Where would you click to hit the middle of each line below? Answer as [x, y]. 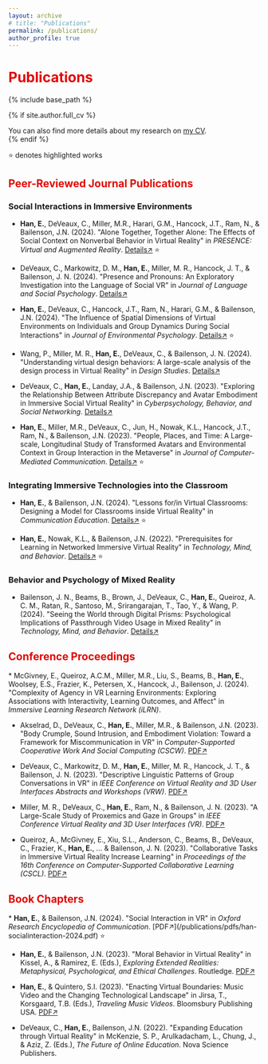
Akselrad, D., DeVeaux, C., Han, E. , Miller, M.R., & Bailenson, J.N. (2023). [139, 726]
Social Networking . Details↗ [66, 411]
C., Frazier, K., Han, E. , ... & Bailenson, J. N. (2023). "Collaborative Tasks [138, 848]
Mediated [35, 462]
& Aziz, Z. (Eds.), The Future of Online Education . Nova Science [124, 1045]
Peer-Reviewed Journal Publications [101, 184]
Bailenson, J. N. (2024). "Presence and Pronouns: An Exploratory [127, 276]
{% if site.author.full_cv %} [52, 115]
